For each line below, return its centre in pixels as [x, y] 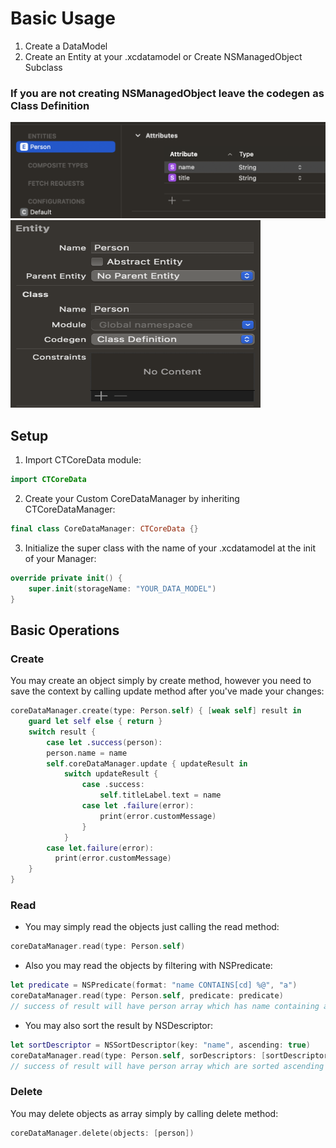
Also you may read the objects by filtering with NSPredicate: [148, 966]
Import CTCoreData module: [83, 460]
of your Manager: [60, 558]
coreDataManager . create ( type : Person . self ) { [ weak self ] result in [156, 711]
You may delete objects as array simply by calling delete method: [144, 1113]
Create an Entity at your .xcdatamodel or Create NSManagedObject [163, 56]
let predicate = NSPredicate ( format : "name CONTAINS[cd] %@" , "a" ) [154, 985]
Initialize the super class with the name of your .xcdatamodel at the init [170, 548]
